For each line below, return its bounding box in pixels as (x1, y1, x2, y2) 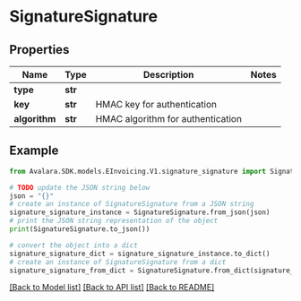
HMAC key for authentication (95, 99, 218, 110)
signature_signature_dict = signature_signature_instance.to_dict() (9, 249, 271, 258)
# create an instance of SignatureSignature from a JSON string (9, 200, 254, 209)
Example (9, 143, 59, 159)
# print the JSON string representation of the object (9, 217, 219, 226)
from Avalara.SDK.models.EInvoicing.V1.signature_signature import (9, 167, 267, 176)
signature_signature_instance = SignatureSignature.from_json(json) (9, 208, 271, 217)
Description (142, 69, 194, 81)
